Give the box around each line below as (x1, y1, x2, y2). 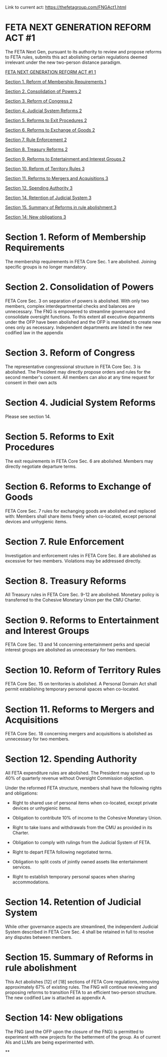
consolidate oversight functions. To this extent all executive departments (5, 314, 155, 320)
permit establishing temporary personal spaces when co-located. (5, 686, 140, 692)
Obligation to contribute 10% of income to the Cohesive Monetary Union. (12, 815, 162, 821)
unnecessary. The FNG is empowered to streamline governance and (5, 308, 146, 314)
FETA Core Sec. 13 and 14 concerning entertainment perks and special (5, 641, 150, 647)
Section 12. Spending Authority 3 (5, 185, 73, 191)
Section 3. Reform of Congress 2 (5, 98, 73, 104)
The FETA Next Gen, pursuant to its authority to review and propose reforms (5, 48, 162, 54)
